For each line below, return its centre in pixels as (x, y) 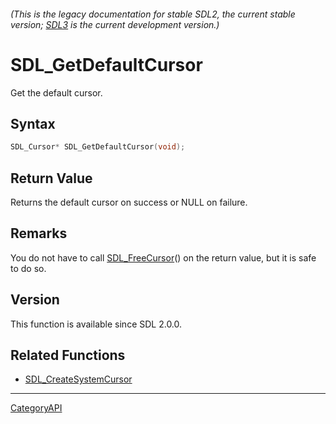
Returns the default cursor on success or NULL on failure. (129, 202)
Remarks (39, 233)
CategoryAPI (36, 408)
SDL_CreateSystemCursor (78, 379)
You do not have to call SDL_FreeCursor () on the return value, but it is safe (163, 257)
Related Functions (68, 355)
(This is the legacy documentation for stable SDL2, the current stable (153, 14)
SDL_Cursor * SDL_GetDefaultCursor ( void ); (98, 147)
